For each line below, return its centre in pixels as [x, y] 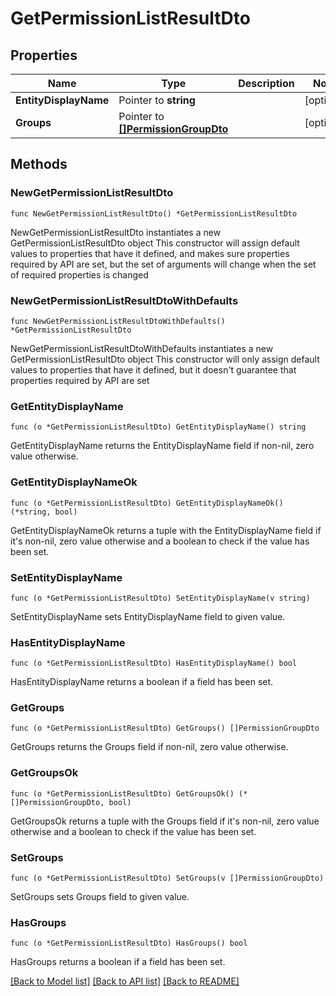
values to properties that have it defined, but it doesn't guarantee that [153, 369]
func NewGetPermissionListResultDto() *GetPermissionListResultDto [154, 213]
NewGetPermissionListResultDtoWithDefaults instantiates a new [142, 348]
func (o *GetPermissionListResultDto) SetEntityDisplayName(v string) [160, 598]
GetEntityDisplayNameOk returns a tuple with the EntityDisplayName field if [166, 530]
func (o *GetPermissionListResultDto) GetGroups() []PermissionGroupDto [165, 728]
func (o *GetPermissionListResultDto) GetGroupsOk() [122, 793]
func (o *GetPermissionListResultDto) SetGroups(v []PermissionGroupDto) [167, 878]
